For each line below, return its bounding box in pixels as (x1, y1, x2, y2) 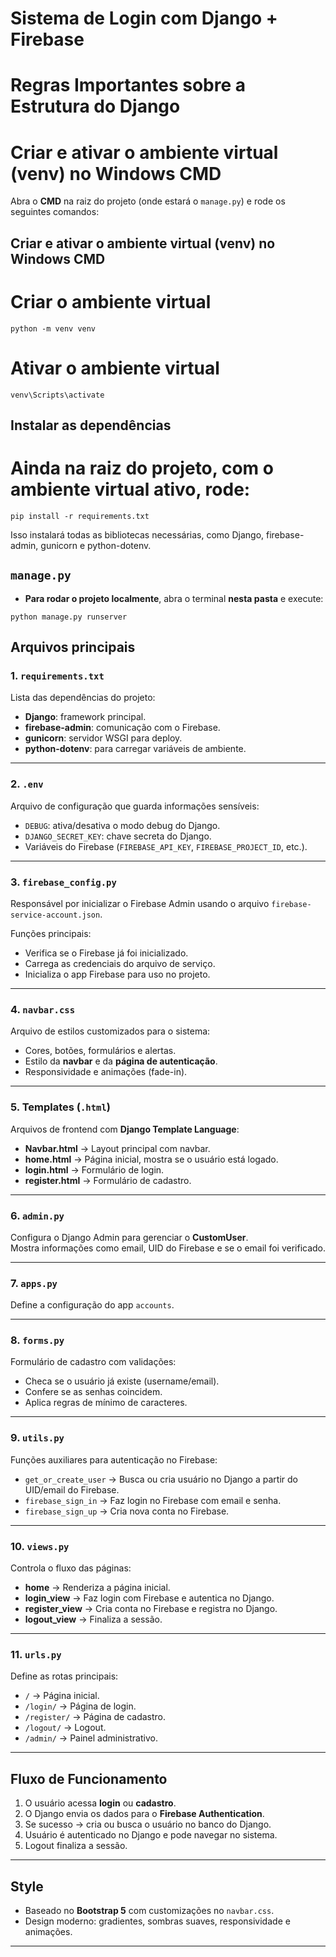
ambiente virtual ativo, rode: (10, 478, 251, 501)
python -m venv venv (10, 323, 97, 334)
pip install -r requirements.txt (10, 511, 150, 521)
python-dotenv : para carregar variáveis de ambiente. (24, 743, 247, 755)
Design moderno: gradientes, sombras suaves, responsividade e (24, 1915, 291, 1927)
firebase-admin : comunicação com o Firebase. (24, 722, 221, 734)
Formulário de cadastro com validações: (10, 1356, 177, 1368)
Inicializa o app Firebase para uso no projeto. (24, 968, 211, 980)
